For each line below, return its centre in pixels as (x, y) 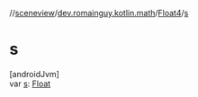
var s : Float (30, 84)
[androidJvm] (35, 74)
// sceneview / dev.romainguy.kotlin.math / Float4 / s (99, 13)
